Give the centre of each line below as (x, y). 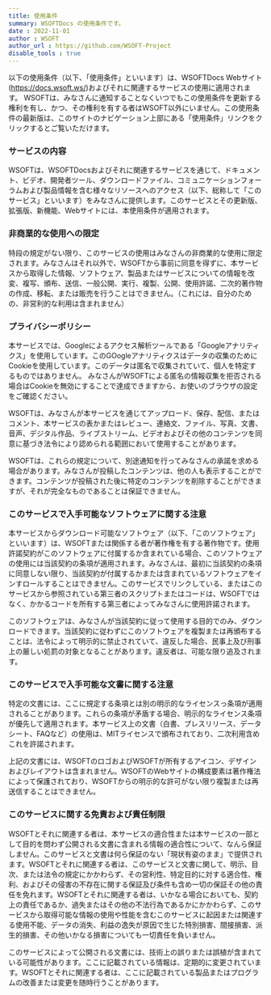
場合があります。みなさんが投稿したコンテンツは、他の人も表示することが (132, 471)
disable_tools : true (45, 53)
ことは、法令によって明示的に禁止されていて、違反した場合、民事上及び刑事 (135, 641)
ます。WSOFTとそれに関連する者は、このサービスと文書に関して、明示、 (130, 864)
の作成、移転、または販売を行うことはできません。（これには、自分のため (130, 293)
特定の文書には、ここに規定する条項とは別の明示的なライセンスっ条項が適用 (135, 704)
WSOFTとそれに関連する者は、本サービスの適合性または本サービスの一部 (131, 833)
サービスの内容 (38, 150)
